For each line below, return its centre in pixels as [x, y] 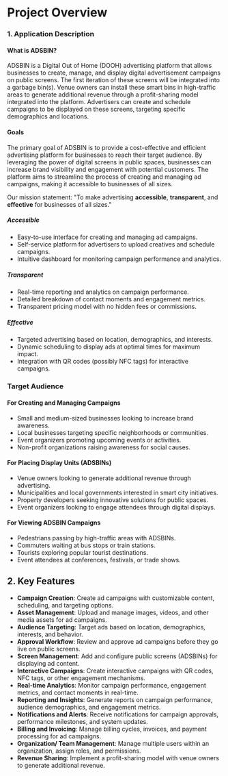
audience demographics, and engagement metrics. [89, 707]
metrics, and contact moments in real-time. [77, 692]
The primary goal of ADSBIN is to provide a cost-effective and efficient [106, 147]
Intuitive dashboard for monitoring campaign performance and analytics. [119, 259]
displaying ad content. [48, 663]
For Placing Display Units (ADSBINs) [59, 463]
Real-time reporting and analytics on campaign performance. [103, 292]
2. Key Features [41, 581]
